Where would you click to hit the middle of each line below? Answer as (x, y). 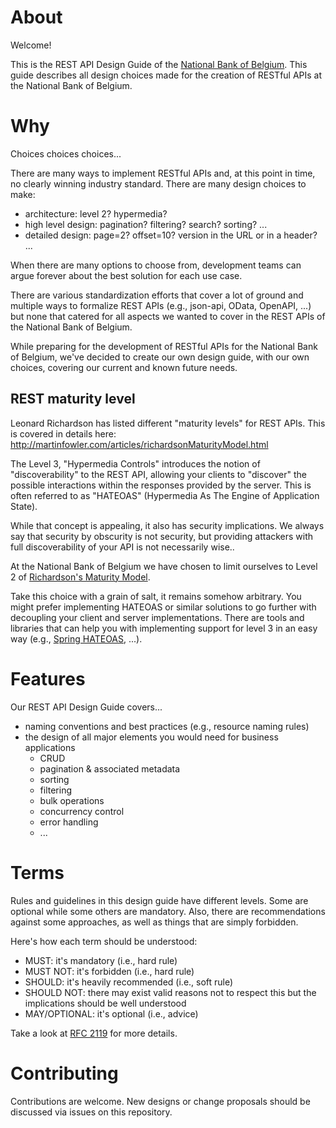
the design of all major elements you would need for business (151, 737)
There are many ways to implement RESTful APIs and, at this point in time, (163, 173)
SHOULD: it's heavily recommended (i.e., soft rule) (129, 982)
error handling (69, 822)
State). (24, 506)
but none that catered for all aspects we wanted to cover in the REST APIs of (168, 316)
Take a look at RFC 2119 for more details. (94, 1033)
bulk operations (72, 800)
